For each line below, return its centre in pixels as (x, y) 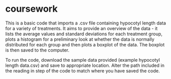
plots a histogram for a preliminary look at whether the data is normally (80, 39)
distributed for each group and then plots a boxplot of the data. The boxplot (85, 44)
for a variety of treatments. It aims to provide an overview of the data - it (81, 28)
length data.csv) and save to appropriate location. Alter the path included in (85, 65)
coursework (31, 9)
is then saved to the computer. (37, 50)
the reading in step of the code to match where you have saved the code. (83, 71)
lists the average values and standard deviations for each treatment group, (84, 34)
